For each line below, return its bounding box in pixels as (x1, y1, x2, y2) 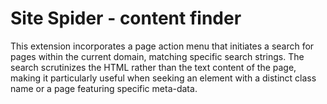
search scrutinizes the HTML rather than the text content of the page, (10, 61, 297, 73)
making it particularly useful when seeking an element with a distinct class (10, 72, 317, 84)
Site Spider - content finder (10, 7, 242, 30)
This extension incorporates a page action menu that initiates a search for (10, 40, 315, 52)
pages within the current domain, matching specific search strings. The (10, 50, 305, 62)
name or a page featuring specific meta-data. (10, 82, 198, 94)
